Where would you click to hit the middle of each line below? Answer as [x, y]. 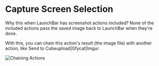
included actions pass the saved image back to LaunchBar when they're [79, 28]
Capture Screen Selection [59, 9]
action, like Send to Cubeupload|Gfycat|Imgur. [53, 48]
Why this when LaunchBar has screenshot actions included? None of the [79, 23]
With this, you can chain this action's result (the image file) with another [79, 43]
